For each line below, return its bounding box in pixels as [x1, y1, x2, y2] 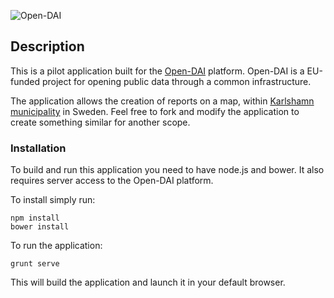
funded [10, 75, 41, 87]
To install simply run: [10, 194, 96, 206]
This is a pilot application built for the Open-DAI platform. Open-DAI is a [10, 65, 305, 77]
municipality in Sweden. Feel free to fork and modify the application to [10, 105, 300, 117]
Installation [10, 141, 67, 155]
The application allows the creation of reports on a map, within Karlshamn [10, 95, 315, 107]
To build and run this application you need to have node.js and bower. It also [10, 164, 325, 176]
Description [10, 38, 85, 55]
